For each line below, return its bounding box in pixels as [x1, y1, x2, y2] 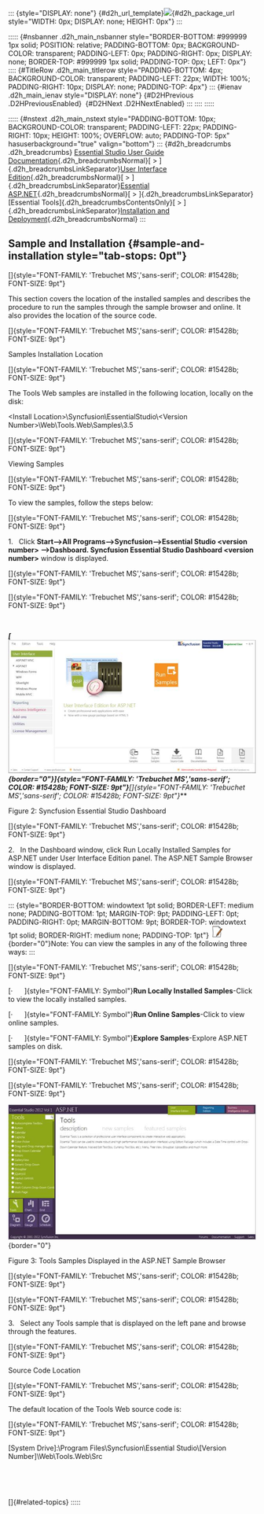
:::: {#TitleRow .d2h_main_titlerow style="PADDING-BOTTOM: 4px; [8, 65, 224, 75]
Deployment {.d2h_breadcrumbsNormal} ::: [8, 215, 146, 223]
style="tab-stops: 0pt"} [66, 249, 187, 263]
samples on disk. [8, 1041, 63, 1051]
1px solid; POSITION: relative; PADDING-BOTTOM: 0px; [8, 40, 186, 50]
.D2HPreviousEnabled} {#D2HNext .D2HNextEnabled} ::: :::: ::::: [8, 99, 214, 108]
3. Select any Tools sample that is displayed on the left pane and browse [8, 1318, 247, 1328]
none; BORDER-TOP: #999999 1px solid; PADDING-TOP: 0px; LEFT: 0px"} [8, 57, 247, 66]
